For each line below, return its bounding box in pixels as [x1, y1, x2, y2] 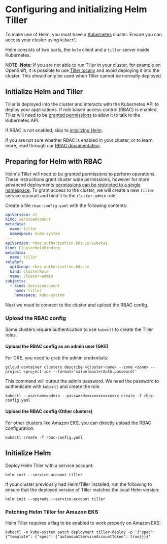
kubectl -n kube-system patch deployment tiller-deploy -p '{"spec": [5, 530, 156, 535]
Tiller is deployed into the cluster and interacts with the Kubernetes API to [5, 101, 159, 107]
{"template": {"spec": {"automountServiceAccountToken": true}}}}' [5, 534, 151, 539]
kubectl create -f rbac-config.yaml [5, 435, 83, 441]
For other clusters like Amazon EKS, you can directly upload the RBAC [5, 420, 152, 426]
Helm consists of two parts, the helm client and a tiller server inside [5, 46, 150, 53]
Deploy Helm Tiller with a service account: [5, 462, 94, 469]
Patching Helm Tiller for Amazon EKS [5, 508, 98, 515]
